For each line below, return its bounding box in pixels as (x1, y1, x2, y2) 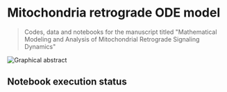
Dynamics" (24, 42, 56, 50)
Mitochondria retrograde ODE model (7, 5, 221, 21)
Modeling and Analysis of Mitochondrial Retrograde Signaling (24, 35, 200, 43)
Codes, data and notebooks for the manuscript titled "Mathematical (24, 28, 217, 36)
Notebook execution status (7, 76, 127, 88)
